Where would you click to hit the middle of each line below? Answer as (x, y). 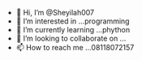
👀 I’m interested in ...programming (73, 21)
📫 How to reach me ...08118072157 (75, 47)
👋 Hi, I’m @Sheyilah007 (55, 13)
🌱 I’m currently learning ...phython (73, 30)
